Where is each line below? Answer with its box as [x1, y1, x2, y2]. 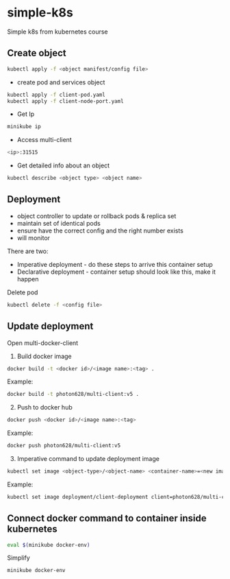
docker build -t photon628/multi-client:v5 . [7, 391, 139, 398]
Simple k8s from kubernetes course [7, 27, 108, 36]
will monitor [16, 233, 50, 241]
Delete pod [7, 288, 38, 296]
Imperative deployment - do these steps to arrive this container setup [16, 260, 214, 268]
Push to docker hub [16, 403, 73, 412]
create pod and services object [16, 78, 105, 86]
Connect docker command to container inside [7, 512, 207, 524]
